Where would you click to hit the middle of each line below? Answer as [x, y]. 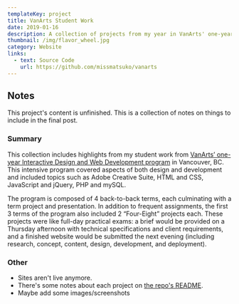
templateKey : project [39, 14]
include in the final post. [43, 120]
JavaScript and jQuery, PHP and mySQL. [67, 184]
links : [17, 54]
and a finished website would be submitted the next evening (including [111, 236]
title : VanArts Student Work [51, 21]
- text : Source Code [44, 61]
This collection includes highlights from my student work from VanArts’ [111, 154]
